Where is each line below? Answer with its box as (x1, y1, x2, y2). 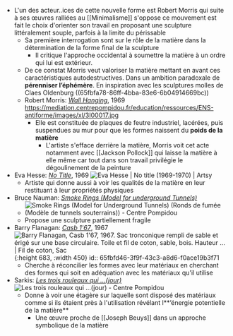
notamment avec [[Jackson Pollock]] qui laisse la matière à (45, 148, 217, 157)
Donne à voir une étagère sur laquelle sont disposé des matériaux (24, 291, 217, 299)
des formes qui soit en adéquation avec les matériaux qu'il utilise (24, 268, 214, 277)
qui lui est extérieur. (35, 59, 93, 66)
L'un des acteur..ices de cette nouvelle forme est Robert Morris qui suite (13, 6, 225, 14)
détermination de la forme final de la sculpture (24, 44, 160, 52)
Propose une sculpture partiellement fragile (24, 216, 151, 224)
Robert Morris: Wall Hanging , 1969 (24, 96, 126, 104)
